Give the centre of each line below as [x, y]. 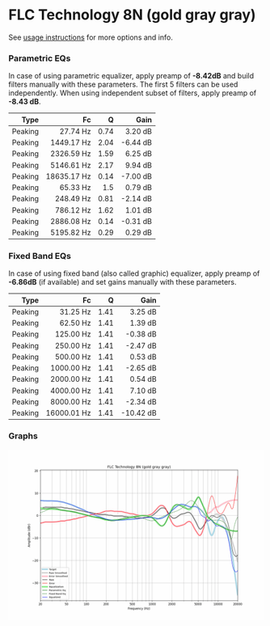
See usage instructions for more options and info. [91, 37]
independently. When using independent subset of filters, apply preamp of [133, 93]
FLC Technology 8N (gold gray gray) [132, 15]
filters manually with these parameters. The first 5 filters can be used [123, 85]
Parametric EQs [40, 58]
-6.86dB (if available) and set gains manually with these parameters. [122, 282]
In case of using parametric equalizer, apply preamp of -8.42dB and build [131, 76]
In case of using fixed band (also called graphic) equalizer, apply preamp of [134, 273]
